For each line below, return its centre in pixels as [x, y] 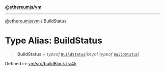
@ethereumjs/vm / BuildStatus [36, 21]
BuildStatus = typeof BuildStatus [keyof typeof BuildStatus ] [78, 54]
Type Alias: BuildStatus [54, 41]
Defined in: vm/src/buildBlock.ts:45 [41, 63]
